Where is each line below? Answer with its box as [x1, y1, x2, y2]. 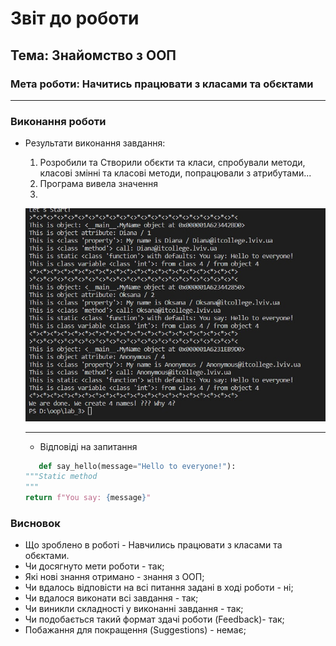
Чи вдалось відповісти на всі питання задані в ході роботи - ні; [24, 582, 294, 594]
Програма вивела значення [39, 178, 159, 190]
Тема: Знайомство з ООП [10, 47, 177, 64]
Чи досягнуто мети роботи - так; [24, 560, 165, 572]
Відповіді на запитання [39, 440, 138, 452]
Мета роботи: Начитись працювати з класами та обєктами [10, 77, 314, 91]
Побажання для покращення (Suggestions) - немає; [24, 624, 247, 636]
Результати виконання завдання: [24, 137, 166, 149]
